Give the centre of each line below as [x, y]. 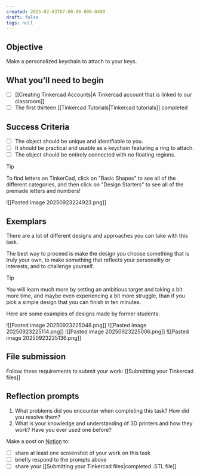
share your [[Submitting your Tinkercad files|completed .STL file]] [96, 466]
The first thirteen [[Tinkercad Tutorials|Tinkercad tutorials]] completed [101, 108]
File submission [36, 357]
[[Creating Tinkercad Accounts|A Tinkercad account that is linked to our [103, 94]
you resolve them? [38, 417]
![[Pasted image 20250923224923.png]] [56, 202]
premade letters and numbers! [43, 191]
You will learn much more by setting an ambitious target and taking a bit [94, 289]
